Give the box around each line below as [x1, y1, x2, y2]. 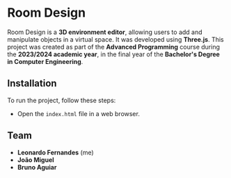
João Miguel [17, 155, 54, 164]
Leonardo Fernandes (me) [17, 148, 94, 156]
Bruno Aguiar [17, 163, 57, 171]
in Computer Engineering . [7, 57, 83, 65]
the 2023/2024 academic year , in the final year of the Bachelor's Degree [7, 50, 221, 58]
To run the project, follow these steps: [7, 96, 116, 104]
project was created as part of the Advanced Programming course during [7, 42, 221, 51]
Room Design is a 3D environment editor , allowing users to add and [7, 28, 203, 36]
